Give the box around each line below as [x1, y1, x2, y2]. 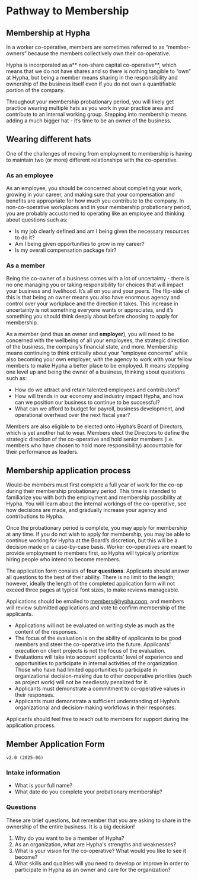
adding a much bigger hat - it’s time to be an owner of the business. [6, 117, 172, 124]
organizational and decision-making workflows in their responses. [14, 704, 176, 711]
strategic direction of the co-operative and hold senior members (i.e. [6, 435, 174, 443]
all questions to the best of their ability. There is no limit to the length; [6, 574, 175, 581]
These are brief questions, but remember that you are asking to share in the [6, 817, 191, 824]
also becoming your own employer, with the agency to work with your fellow [6, 356, 193, 363]
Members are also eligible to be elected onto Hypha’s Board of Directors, [6, 423, 184, 430]
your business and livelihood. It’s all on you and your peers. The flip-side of [6, 287, 190, 295]
